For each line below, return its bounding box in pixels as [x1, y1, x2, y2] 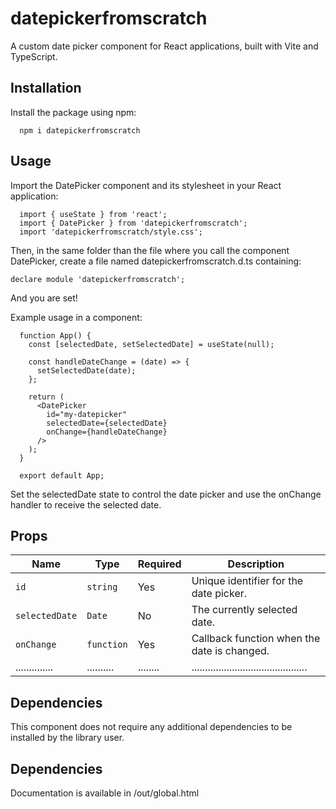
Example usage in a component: [10, 311, 143, 323]
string [86, 582, 118, 593]
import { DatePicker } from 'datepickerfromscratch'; [19, 218, 248, 228]
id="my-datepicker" [46, 409, 128, 419]
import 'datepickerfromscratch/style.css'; [19, 227, 203, 237]
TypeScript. [10, 50, 58, 62]
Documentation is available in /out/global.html [10, 787, 200, 799]
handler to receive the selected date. [10, 498, 162, 511]
